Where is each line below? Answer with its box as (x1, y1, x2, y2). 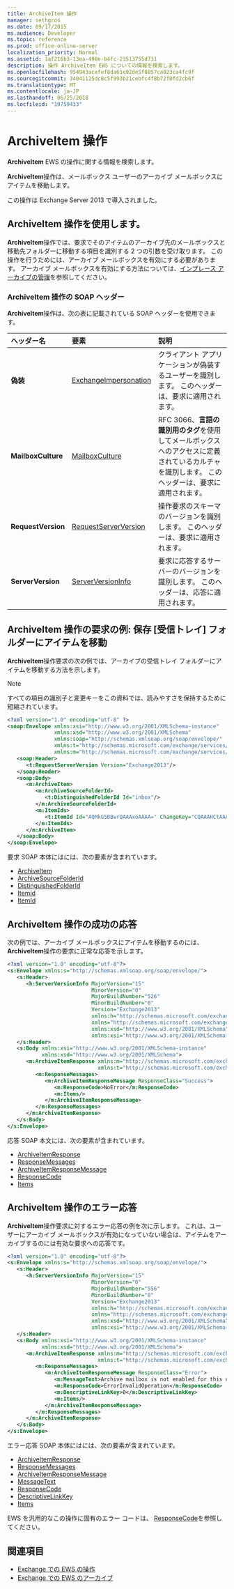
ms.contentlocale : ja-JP (7, 88, 79, 95)
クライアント (157, 349, 200, 359)
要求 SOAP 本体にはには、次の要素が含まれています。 (7, 853, 161, 861)
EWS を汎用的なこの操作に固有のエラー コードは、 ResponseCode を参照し (7, 1514, 223, 1523)
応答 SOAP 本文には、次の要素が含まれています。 (7, 1136, 148, 1144)
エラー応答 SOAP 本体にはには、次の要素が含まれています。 (7, 1441, 179, 1450)
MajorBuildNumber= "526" (91, 993, 160, 1000)
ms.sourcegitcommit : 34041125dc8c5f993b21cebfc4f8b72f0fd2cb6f (7, 75, 195, 82)
